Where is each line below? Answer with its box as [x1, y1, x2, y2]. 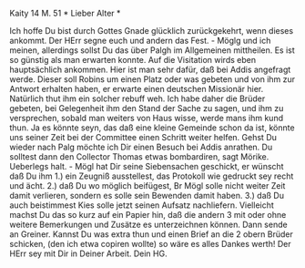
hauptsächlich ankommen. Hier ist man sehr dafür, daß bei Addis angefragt [9, 64, 291, 75]
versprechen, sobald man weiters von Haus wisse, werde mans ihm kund [9, 113, 284, 123]
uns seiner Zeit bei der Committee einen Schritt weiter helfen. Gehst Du [9, 132, 278, 142]
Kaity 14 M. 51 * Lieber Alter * [9, 8, 121, 18]
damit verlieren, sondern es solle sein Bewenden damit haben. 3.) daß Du [9, 191, 285, 201]
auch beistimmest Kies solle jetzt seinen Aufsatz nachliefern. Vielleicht [9, 200, 275, 211]
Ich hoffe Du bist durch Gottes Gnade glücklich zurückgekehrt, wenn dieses [9, 26, 294, 36]
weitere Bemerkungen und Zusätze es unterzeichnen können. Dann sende [9, 219, 289, 230]
